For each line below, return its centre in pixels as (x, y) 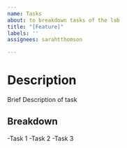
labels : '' (23, 33)
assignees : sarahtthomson (45, 40)
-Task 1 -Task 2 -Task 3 (40, 138)
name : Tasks (24, 14)
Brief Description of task (42, 100)
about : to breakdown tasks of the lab (63, 20)
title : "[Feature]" (36, 27)
